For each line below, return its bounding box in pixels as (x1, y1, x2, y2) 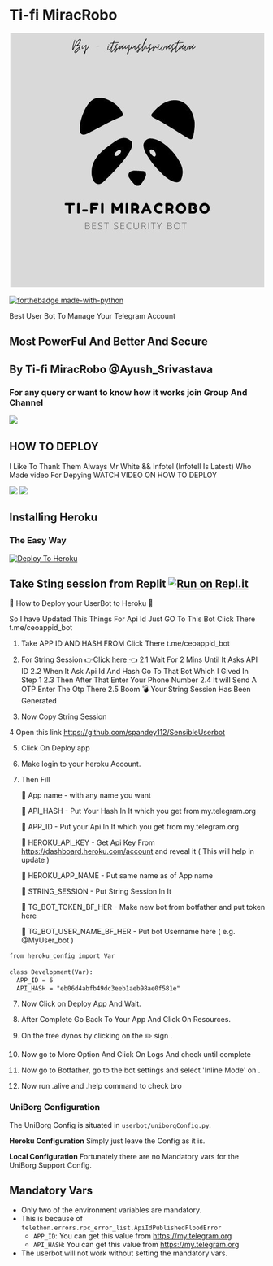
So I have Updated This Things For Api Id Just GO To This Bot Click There (9, 614, 256, 624)
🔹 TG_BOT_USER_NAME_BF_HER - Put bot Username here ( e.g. (20, 927, 236, 937)
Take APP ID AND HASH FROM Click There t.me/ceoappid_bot (20, 638, 231, 648)
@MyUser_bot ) (20, 935, 74, 945)
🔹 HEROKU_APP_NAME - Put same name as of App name (20, 871, 214, 881)
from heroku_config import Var (9, 952, 115, 960)
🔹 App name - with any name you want (20, 790, 151, 800)
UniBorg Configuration (9, 1102, 101, 1113)
